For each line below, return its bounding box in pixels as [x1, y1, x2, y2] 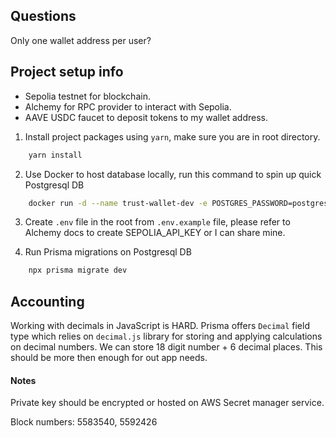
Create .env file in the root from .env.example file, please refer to [24, 216, 291, 228]
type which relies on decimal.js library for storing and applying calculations [10, 330, 323, 343]
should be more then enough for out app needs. [10, 352, 208, 364]
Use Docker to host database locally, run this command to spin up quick [24, 168, 322, 180]
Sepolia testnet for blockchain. [24, 90, 151, 102]
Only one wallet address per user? [10, 34, 152, 46]
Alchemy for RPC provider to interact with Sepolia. [24, 100, 232, 113]
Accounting [10, 293, 85, 310]
